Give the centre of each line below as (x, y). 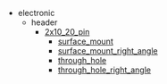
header (44, 22)
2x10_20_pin (67, 32)
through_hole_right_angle (104, 70)
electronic (36, 13)
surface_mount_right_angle (108, 51)
